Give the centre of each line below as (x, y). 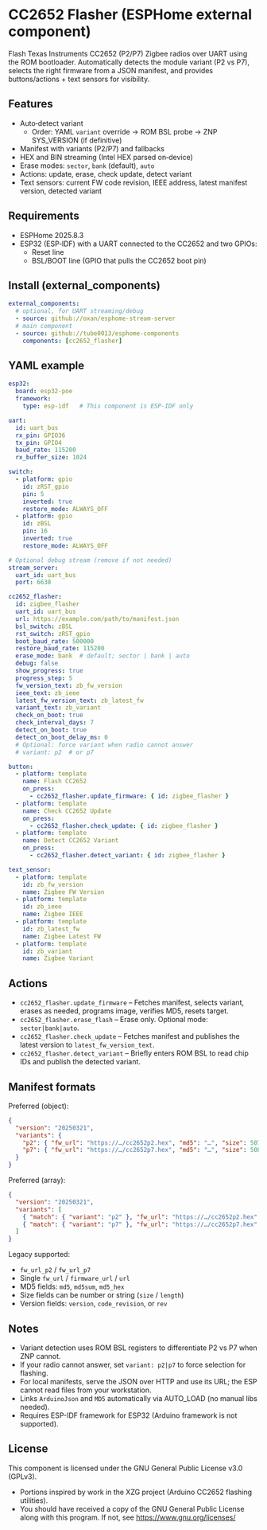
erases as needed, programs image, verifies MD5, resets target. (124, 1011)
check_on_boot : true (49, 715)
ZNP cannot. (40, 1356)
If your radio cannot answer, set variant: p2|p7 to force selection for (133, 1364)
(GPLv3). (23, 1476)
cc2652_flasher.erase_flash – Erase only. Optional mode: (114, 1020)
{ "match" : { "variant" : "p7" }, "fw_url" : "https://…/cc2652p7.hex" (140, 1224)
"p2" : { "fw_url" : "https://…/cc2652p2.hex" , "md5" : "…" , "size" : (135, 1143)
